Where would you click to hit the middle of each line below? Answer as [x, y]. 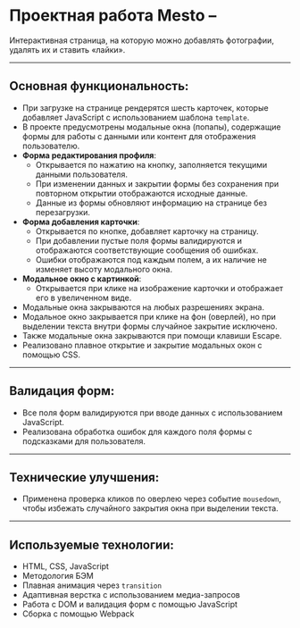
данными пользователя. [81, 174]
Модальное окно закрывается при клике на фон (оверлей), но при [149, 316]
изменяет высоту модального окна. [104, 269]
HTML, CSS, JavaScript [66, 566]
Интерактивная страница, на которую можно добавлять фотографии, [142, 40]
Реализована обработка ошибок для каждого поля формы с [137, 431]
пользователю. [51, 146]
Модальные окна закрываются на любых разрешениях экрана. [143, 307]
